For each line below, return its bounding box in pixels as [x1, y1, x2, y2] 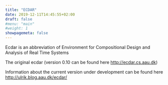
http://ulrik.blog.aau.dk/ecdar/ [5, 74, 68, 80]
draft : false [5, 16, 33, 21]
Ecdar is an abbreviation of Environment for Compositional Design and [5, 44, 150, 50]
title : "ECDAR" [5, 7, 37, 12]
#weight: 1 [5, 26, 28, 31]
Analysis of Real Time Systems [5, 49, 69, 55]
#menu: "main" [5, 21, 35, 26]
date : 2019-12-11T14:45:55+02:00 [5, 12, 75, 17]
